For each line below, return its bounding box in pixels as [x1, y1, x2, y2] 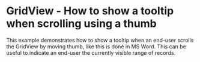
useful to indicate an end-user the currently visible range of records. [6, 49, 176, 56]
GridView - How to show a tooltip [6, 4, 174, 18]
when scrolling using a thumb [6, 17, 157, 30]
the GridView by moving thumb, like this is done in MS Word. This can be [6, 43, 186, 50]
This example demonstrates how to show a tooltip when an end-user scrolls [6, 36, 194, 44]
